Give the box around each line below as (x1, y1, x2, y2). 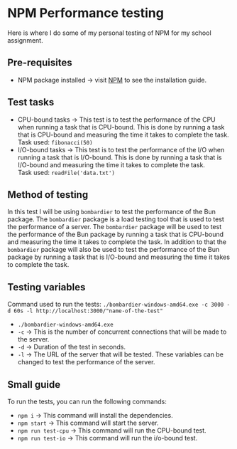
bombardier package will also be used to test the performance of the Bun (7, 245, 220, 254)
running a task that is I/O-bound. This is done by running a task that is (17, 153, 222, 162)
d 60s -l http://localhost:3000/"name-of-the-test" (7, 307, 163, 315)
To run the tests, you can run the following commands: (7, 397, 167, 406)
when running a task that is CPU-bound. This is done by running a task (17, 122, 225, 131)
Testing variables (7, 281, 86, 293)
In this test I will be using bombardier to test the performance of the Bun (7, 208, 216, 216)
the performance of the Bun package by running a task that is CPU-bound (7, 230, 224, 239)
